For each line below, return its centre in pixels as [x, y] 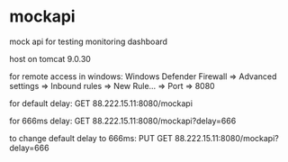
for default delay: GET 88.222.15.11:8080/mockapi [101, 103]
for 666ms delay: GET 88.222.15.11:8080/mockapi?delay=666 [123, 121]
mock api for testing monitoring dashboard [89, 41]
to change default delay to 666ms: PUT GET [91, 138]
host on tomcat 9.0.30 [50, 58]
